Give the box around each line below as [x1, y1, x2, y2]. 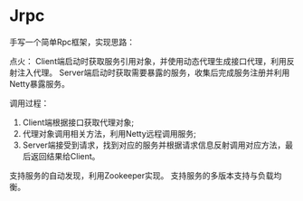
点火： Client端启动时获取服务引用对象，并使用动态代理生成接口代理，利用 [9, 55, 287, 66]
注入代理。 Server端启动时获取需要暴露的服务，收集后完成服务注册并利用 [16, 67, 290, 78]
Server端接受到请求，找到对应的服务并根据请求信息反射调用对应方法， [22, 139, 286, 150]
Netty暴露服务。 [9, 78, 71, 89]
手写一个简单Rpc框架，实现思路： [9, 36, 136, 47]
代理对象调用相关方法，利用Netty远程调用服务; [22, 128, 197, 139]
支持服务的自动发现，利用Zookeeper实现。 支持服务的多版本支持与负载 [9, 169, 274, 181]
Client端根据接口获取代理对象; [22, 117, 135, 128]
